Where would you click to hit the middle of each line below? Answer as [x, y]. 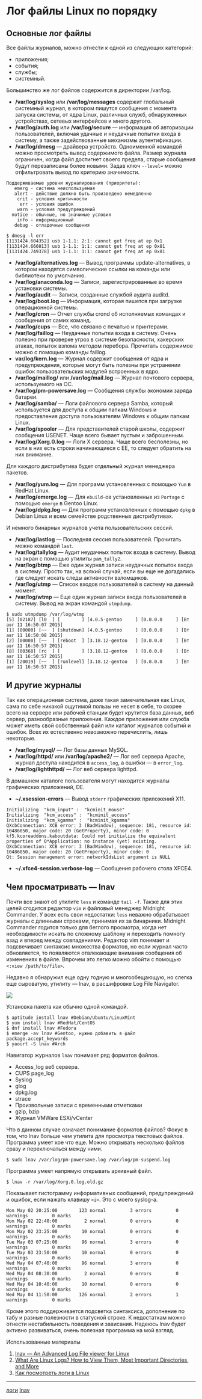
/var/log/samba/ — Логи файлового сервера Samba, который [94, 403]
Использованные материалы [44, 1342]
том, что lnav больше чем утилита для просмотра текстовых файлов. [95, 1136]
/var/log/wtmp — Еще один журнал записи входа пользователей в [100, 597]
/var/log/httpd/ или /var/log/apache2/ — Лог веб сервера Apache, [100, 756]
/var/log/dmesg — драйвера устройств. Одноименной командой [98, 146]
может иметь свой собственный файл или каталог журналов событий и [99, 725]
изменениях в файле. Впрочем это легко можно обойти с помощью [94, 959]
